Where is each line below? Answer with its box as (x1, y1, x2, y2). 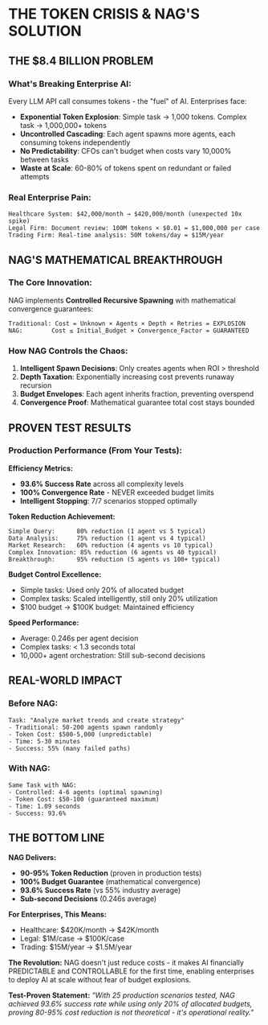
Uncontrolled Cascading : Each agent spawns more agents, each (19, 129, 236, 138)
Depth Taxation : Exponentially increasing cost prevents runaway (19, 372, 235, 382)
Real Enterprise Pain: (8, 191, 91, 203)
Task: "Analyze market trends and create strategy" (8, 716, 185, 724)
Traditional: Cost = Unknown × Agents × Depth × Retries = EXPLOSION (8, 319, 246, 327)
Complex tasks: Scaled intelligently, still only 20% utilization (19, 593, 218, 603)
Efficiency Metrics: (8, 463, 74, 473)
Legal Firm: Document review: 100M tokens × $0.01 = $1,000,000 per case (8, 224, 261, 233)
